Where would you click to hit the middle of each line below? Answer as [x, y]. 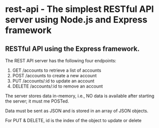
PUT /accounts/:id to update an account [53, 81]
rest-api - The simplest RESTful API [79, 9]
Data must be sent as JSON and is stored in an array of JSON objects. [77, 111]
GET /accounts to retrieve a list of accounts [57, 70]
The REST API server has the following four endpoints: [61, 61]
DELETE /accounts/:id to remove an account [58, 86]
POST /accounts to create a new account [54, 75]
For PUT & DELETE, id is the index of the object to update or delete [73, 120]
